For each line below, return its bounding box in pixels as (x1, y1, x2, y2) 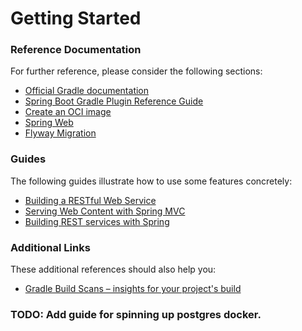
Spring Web (24, 117, 74, 129)
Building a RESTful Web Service (24, 194, 157, 206)
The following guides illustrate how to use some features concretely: (10, 175, 293, 187)
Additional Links (10, 240, 91, 254)
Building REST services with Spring (24, 215, 170, 227)
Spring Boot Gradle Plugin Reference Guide (24, 95, 204, 107)
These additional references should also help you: (10, 263, 217, 276)
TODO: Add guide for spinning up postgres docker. (10, 308, 262, 321)
